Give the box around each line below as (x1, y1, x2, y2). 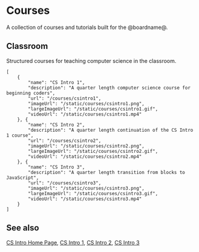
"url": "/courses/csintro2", (28, 137, 102, 144)
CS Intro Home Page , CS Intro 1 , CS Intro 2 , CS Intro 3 (6, 239, 140, 246)
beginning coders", (6, 90, 56, 96)
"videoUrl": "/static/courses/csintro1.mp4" (28, 111, 142, 117)
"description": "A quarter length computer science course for (28, 85, 191, 91)
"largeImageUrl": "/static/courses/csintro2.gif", (28, 148, 158, 154)
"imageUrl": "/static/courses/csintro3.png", (28, 185, 145, 191)
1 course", (6, 132, 34, 138)
